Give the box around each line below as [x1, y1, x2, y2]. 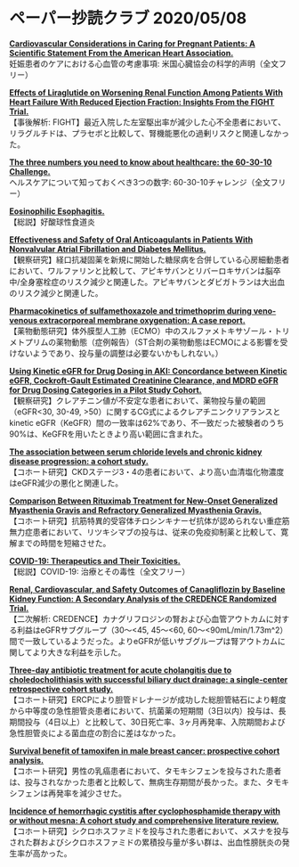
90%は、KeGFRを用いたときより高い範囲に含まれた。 [9, 429, 207, 439]
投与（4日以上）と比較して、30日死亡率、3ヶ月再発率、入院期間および [24, 716, 287, 727]
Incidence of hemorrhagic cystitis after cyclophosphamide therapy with [9, 806, 281, 816]
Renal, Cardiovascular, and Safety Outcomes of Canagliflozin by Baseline [9, 584, 286, 594]
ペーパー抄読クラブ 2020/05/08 [9, 8, 247, 29]
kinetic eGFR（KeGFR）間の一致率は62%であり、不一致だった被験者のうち [9, 417, 285, 428]
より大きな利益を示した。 [32, 647, 126, 658]
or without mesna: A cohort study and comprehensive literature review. [9, 814, 279, 825]
